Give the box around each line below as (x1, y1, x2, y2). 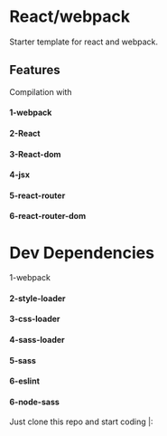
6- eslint (9, 375, 41, 386)
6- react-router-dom (9, 211, 87, 222)
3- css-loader (9, 314, 60, 325)
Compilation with (9, 86, 72, 97)
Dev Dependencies (9, 242, 155, 263)
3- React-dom (9, 148, 61, 159)
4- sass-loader (9, 335, 65, 346)
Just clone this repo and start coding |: (9, 416, 153, 427)
